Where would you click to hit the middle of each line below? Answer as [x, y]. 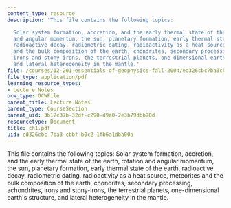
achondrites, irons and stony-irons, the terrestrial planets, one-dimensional [113, 190]
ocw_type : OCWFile [33, 96]
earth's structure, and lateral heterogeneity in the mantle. [88, 198]
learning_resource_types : [44, 83]
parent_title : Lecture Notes [49, 103]
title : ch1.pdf [29, 128]
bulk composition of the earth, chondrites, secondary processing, [100, 183]
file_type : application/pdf [47, 77]
